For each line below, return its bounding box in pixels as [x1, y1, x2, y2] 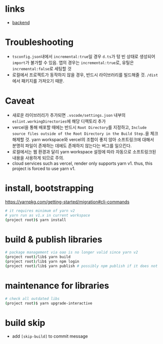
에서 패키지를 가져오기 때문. [12, 78, 65, 84]
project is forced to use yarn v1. [12, 165, 75, 172]
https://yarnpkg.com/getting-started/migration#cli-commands [5, 199, 130, 205]
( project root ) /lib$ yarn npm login [5, 259, 79, 264]
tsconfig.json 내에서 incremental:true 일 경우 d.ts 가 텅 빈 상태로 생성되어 [12, 53, 156, 59]
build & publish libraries [5, 234, 103, 245]
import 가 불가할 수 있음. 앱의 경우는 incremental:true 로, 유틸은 [12, 60, 134, 65]
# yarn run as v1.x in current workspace [5, 213, 91, 218]
